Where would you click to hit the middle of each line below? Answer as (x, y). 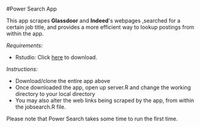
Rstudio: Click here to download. (56, 57)
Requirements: (24, 45)
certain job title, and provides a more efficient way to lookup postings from (100, 27)
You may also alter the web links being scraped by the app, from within (105, 100)
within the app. (25, 34)
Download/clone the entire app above (63, 81)
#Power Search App (31, 9)
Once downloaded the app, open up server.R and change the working (103, 87)
